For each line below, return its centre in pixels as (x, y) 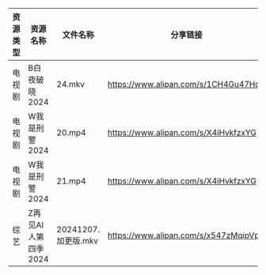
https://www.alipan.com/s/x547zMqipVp (183, 235)
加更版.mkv (78, 241)
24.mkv (71, 84)
